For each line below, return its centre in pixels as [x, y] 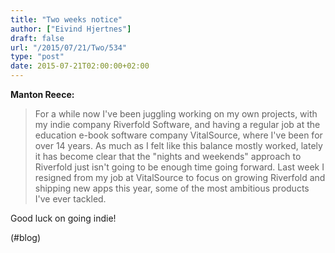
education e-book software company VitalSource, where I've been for [178, 135]
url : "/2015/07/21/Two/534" [69, 47]
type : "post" [37, 57]
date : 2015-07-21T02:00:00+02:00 [80, 66]
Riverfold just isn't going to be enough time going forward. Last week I [179, 167]
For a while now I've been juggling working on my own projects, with [176, 114]
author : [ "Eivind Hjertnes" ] [71, 29]
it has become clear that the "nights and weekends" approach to [168, 156]
